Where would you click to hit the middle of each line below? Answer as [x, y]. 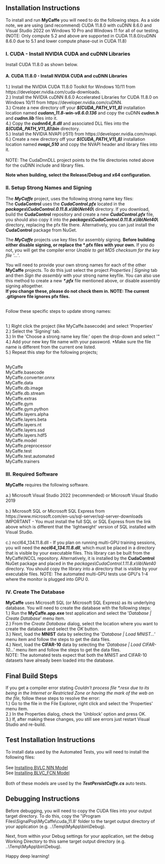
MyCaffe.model [21, 440]
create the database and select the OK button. [52, 629]
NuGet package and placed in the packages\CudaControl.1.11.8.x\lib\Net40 [81, 563]
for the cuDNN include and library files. [45, 165]
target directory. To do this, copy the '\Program [53, 816]
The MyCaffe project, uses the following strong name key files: [70, 198]
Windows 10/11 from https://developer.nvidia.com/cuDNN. [64, 103]
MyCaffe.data [19, 382]
